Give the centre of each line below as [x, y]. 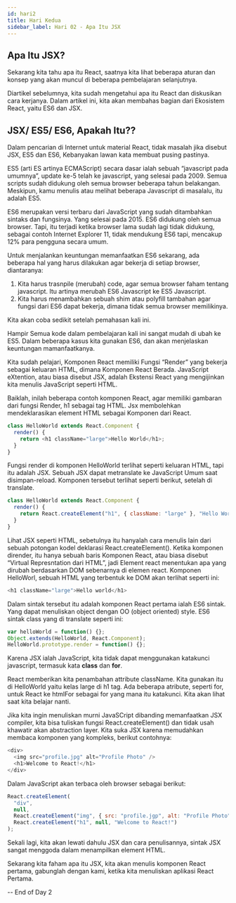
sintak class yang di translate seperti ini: [65, 618]
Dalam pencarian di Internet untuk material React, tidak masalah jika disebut [117, 147]
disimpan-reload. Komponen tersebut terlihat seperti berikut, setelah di [110, 480]
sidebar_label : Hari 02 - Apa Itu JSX [64, 27]
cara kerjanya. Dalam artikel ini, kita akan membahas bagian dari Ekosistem [116, 101]
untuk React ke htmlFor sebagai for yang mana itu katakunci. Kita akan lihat [116, 694]
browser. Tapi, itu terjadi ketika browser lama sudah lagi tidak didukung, [111, 227]
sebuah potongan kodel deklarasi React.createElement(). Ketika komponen [115, 547]
